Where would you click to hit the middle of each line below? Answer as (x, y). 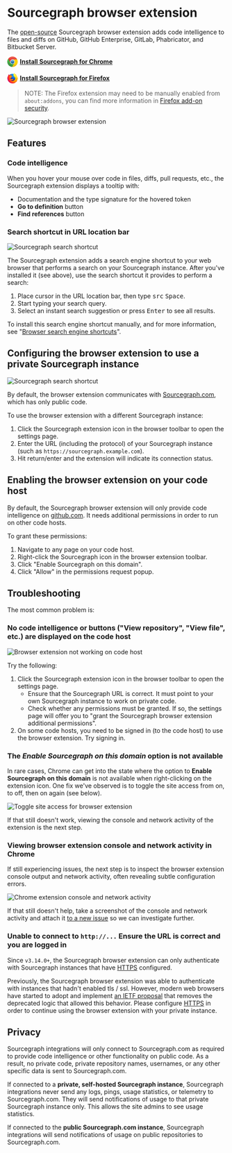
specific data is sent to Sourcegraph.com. (67, 1071)
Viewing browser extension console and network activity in (109, 845)
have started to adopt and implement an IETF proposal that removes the (110, 995)
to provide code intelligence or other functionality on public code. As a (108, 1056)
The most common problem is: (51, 610)
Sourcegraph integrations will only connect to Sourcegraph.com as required (116, 1049)
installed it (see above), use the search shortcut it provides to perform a (110, 275)
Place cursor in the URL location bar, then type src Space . (101, 296)
